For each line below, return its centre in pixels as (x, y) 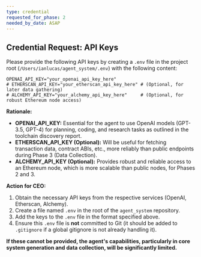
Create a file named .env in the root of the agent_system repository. (97, 211)
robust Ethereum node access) (44, 101)
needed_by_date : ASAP (33, 23)
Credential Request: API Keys (62, 47)
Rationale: (19, 111)
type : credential (28, 12)
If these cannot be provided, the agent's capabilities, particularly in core (98, 241)
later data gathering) (34, 90)
